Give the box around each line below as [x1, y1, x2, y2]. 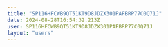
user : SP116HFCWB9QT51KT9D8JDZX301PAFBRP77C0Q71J [7, 23, 153, 30]
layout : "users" [7, 29, 54, 37]
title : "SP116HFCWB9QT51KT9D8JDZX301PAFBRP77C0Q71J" [7, 10, 162, 17]
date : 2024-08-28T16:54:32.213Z [7, 17, 100, 23]
